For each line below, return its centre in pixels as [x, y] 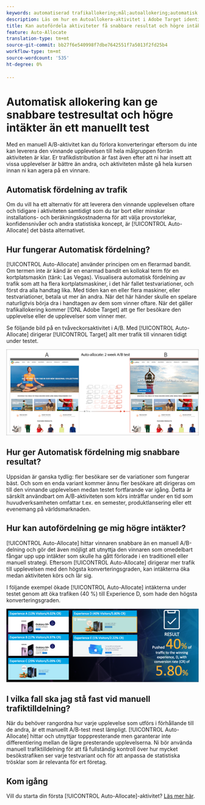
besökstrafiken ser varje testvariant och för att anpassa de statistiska [93, 756]
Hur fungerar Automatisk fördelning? [78, 249]
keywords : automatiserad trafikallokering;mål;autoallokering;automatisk [102, 13]
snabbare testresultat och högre [90, 114]
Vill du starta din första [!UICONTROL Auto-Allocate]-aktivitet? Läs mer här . [101, 796]
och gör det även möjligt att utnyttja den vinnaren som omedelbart [110, 549]
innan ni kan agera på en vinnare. [48, 170]
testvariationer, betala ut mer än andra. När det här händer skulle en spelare [102, 297]
